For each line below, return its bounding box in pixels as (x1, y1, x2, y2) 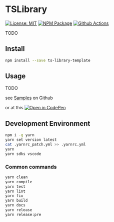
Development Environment (5, 119, 90, 128)
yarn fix (5, 193, 23, 198)
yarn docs (5, 203, 26, 208)
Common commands (5, 163, 57, 170)
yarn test (5, 184, 26, 189)
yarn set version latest (5, 137, 57, 142)
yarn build (5, 198, 28, 203)
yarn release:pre (5, 212, 41, 217)
